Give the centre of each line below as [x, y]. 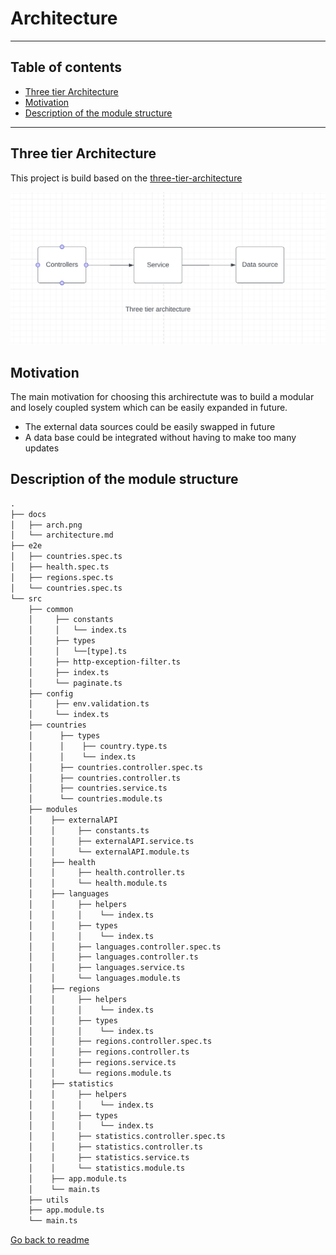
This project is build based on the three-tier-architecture [126, 178]
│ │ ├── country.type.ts [98, 746]
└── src [26, 598]
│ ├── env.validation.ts [89, 704]
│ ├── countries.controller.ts [105, 778]
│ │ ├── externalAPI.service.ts [111, 841]
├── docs [28, 514]
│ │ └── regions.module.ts [100, 1073]
